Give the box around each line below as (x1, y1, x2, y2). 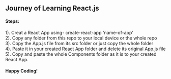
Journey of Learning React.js (5, 4, 99, 13)
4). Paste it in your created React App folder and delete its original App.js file (5, 46, 166, 52)
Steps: (5, 18, 19, 24)
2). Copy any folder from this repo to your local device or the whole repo (5, 35, 157, 41)
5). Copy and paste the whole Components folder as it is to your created (5, 51, 157, 57)
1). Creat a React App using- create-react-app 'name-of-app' (5, 29, 133, 35)
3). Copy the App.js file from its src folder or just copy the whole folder (5, 40, 154, 46)
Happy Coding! (5, 68, 38, 74)
